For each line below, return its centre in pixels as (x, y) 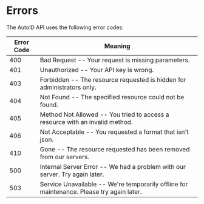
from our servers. (65, 157)
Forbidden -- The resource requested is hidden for (113, 79)
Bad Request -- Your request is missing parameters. (115, 60)
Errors (22, 11)
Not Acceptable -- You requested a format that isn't (114, 132)
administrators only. (68, 87)
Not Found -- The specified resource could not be (112, 97)
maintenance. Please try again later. (91, 191)
